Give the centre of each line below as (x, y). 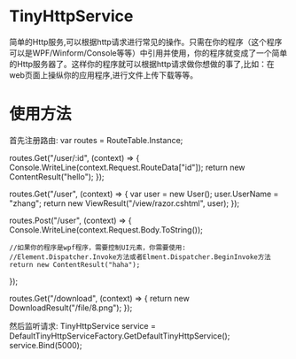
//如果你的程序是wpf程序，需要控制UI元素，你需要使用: (97, 248)
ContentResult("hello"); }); (57, 176)
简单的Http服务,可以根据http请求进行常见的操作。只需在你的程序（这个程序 (146, 42)
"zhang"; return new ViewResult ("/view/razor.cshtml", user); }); (125, 203)
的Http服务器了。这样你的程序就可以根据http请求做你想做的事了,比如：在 (142, 64)
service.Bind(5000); (46, 345)
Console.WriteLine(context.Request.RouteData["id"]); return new (127, 167)
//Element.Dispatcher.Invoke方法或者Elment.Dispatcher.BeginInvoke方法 (140, 257)
